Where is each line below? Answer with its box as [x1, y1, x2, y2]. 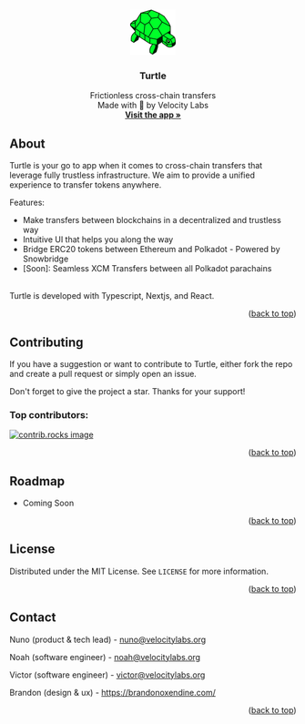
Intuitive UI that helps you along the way [22, 234, 174, 245]
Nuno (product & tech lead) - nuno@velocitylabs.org [9, 634, 207, 645]
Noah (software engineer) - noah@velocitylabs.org [9, 651, 201, 662]
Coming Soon [22, 497, 75, 509]
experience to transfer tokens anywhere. [9, 179, 162, 190]
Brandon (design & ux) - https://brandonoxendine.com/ [9, 687, 217, 698]
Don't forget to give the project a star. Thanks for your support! [9, 385, 246, 396]
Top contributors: [9, 408, 89, 421]
